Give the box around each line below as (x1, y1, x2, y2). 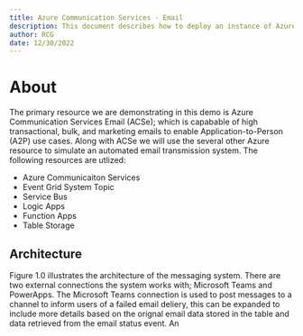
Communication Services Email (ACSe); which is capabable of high (9, 116, 259, 127)
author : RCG (9, 30, 54, 39)
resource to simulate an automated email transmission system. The (9, 145, 259, 156)
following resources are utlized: (9, 155, 126, 166)
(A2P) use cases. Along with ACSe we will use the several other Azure (9, 136, 270, 147)
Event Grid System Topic (22, 182, 115, 193)
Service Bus (22, 191, 68, 203)
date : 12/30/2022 (9, 38, 75, 48)
